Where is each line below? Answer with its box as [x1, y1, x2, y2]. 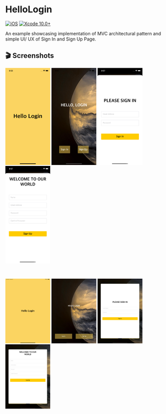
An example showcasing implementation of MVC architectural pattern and [5, 30, 161, 36]
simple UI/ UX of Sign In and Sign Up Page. [5, 36, 96, 42]
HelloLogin [5, 4, 52, 15]
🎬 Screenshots [5, 51, 54, 60]
